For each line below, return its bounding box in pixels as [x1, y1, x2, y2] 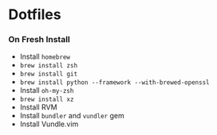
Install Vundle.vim [19, 119, 79, 129]
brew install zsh [19, 62, 78, 70]
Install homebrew [19, 52, 70, 61]
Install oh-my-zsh [19, 86, 74, 95]
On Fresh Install [8, 34, 70, 45]
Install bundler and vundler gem [19, 111, 125, 121]
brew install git [19, 70, 78, 79]
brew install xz [19, 95, 74, 104]
